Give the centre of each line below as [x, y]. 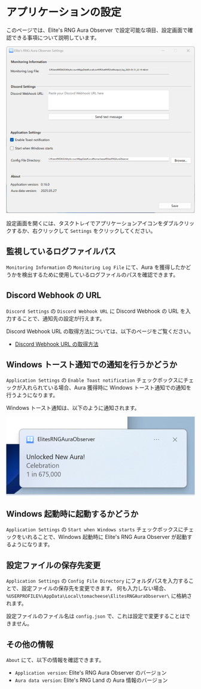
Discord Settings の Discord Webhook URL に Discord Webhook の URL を [96, 311]
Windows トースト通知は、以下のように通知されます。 [73, 408]
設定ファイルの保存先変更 [53, 565]
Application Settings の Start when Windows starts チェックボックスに [95, 529]
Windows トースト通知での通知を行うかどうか [92, 365]
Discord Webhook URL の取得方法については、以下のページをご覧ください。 [100, 331]
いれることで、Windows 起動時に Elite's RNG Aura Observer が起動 [104, 537]
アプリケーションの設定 [64, 12]
